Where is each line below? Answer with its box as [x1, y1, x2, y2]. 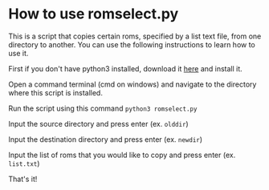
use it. [8, 48, 29, 58]
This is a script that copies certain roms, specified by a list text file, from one [8, 31, 262, 41]
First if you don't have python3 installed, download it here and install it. [8, 63, 243, 73]
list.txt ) [8, 158, 40, 168]
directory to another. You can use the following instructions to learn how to [8, 39, 255, 49]
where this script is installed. [8, 87, 103, 97]
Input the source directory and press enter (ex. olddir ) [8, 119, 189, 128]
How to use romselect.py [8, 5, 179, 23]
